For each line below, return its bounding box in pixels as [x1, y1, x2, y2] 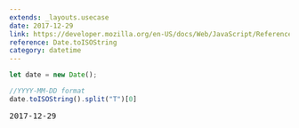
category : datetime [9, 46, 82, 55]
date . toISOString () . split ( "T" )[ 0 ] [9, 94, 138, 103]
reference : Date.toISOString [9, 37, 117, 47]
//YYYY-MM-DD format [9, 86, 86, 95]
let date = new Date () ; [9, 70, 98, 80]
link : [9, 29, 29, 38]
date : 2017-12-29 [9, 21, 74, 30]
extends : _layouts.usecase [9, 12, 109, 22]
